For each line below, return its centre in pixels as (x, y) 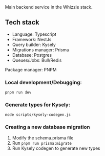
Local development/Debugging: (43, 82)
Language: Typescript (34, 34)
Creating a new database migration (48, 127)
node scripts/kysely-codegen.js (38, 115)
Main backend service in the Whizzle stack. (49, 7)
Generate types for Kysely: (38, 105)
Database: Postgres (32, 55)
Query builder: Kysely (34, 45)
